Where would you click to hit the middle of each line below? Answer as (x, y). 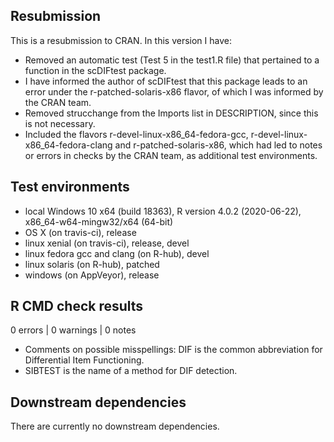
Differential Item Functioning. (84, 360)
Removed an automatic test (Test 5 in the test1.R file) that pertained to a (172, 60)
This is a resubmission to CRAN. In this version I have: (121, 40)
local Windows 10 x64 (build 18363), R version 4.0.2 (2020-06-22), (163, 211)
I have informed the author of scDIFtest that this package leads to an (166, 81)
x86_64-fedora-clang (68, 145)
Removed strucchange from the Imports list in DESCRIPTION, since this (171, 113)
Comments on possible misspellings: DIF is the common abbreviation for (173, 350)
